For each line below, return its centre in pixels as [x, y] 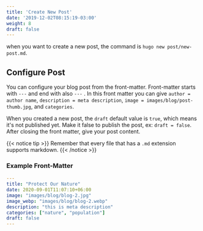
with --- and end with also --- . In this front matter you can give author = [98, 94]
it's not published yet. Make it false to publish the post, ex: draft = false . [99, 125]
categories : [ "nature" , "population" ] [56, 213]
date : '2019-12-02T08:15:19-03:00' [52, 18]
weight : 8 [19, 23]
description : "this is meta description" [60, 207]
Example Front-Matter [40, 165]
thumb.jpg [19, 107]
